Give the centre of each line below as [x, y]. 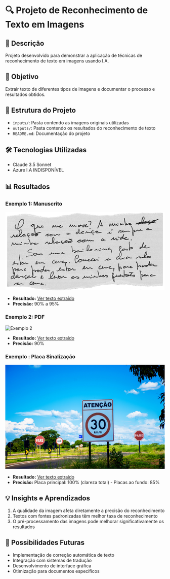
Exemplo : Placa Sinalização [40, 356]
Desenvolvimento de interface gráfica [52, 566]
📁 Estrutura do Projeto [40, 110]
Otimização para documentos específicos [56, 571]
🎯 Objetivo [22, 77]
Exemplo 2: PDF [25, 317]
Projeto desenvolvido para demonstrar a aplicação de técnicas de [74, 55]
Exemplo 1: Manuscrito [34, 203]
